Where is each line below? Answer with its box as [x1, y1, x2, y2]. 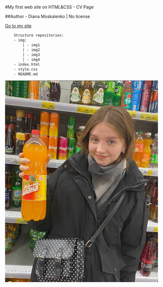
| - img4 [22, 57, 40, 62]
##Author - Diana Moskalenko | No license [5, 14, 90, 19]
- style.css [14, 67, 38, 72]
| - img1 [22, 43, 40, 48]
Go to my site [5, 23, 32, 29]
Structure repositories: [14, 33, 64, 38]
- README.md [14, 72, 38, 77]
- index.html [14, 62, 40, 67]
